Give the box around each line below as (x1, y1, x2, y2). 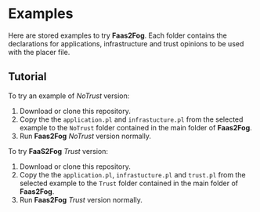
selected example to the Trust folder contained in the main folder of (19, 178, 239, 188)
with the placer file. (8, 47, 70, 57)
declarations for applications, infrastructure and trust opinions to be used (8, 38, 244, 48)
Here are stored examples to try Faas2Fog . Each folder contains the (8, 31, 227, 40)
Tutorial (8, 70, 47, 83)
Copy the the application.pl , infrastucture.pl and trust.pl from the (19, 170, 246, 179)
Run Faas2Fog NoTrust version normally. (19, 131, 151, 141)
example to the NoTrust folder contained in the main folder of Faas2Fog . (19, 122, 252, 132)
